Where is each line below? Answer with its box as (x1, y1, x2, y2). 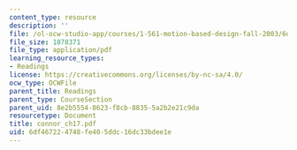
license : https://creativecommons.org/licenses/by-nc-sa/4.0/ (9, 71, 243, 79)
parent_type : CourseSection (9, 94, 113, 104)
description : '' (9, 21, 69, 30)
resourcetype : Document (9, 111, 97, 120)
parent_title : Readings (9, 86, 97, 95)
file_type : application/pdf (9, 46, 113, 55)
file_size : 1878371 (9, 37, 81, 47)
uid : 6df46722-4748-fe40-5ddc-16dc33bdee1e (9, 128, 172, 137)
